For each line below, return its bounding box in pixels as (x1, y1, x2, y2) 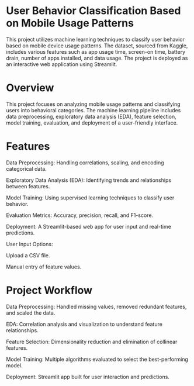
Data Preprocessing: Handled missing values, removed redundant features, (6, 303, 187, 310)
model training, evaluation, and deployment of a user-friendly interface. (6, 119, 178, 126)
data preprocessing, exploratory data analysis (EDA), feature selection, (6, 113, 176, 120)
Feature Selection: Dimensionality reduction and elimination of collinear (6, 338, 178, 345)
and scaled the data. (6, 309, 56, 316)
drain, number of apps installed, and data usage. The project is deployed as (6, 54, 188, 61)
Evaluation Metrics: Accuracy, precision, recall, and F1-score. (6, 212, 154, 219)
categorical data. (6, 165, 47, 172)
